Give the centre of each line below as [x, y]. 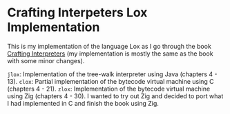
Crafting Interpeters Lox [77, 13]
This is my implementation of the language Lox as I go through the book [109, 46]
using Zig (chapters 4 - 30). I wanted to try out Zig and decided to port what [115, 96]
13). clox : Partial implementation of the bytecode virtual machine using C [111, 81]
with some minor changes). [46, 60]
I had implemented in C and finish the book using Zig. [83, 103]
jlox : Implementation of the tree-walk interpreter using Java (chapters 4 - [112, 74]
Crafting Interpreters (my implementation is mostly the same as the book [110, 54]
